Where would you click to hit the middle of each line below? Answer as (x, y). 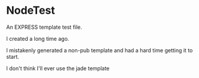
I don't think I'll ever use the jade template (58, 68)
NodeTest (31, 10)
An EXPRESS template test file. (44, 27)
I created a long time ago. (38, 38)
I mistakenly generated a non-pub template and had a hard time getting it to (99, 50)
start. (13, 56)
